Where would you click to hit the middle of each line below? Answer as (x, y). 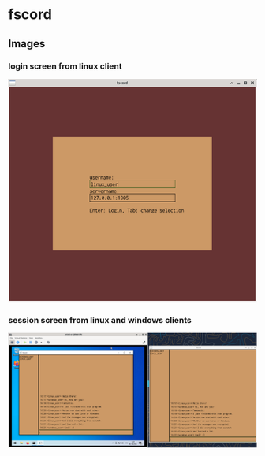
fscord (30, 15)
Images (27, 44)
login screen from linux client (65, 66)
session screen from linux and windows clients (100, 321)
